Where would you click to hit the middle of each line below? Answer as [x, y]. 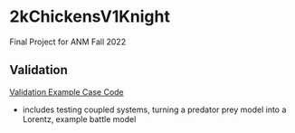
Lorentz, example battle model [79, 119]
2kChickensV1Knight [90, 17]
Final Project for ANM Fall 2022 [68, 42]
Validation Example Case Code [67, 91]
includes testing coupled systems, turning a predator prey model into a [154, 109]
